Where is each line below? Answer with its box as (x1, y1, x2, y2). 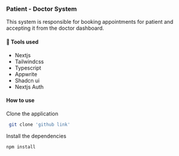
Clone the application (6, 110, 58, 117)
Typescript (14, 64, 42, 71)
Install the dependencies (6, 132, 67, 139)
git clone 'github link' (8, 121, 70, 127)
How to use (6, 97, 34, 104)
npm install (6, 143, 36, 150)
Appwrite (14, 70, 37, 77)
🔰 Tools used (6, 38, 39, 45)
